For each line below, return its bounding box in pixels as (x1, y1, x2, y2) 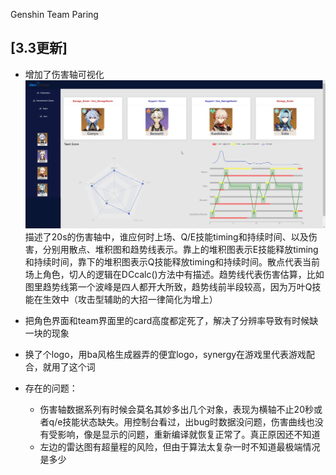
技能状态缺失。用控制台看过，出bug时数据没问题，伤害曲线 (62, 415, 307, 428)
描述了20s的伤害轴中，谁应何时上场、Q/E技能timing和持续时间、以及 (24, 230, 309, 243)
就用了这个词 (42, 360, 96, 373)
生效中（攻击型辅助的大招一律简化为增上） (42, 293, 218, 305)
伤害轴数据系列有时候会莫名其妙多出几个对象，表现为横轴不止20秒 (39, 403, 314, 415)
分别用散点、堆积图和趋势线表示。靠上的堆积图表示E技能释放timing (42, 243, 319, 255)
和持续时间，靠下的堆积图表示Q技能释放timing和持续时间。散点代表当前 (24, 255, 320, 268)
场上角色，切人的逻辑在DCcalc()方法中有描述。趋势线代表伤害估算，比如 (24, 268, 325, 280)
